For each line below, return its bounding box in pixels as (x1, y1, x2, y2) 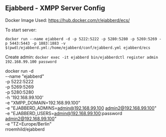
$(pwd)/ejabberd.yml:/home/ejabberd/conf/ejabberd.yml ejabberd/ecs (5, 45, 151, 50)
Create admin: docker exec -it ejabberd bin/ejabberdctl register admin (5, 54, 159, 60)
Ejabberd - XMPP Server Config (5, 4, 106, 12)
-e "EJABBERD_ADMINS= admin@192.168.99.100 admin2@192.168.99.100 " (5, 105, 157, 111)
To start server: (5, 27, 37, 33)
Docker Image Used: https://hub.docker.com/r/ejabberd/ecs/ (5, 17, 130, 23)
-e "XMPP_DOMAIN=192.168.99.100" (5, 100, 81, 106)
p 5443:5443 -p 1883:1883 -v (5, 41, 66, 46)
